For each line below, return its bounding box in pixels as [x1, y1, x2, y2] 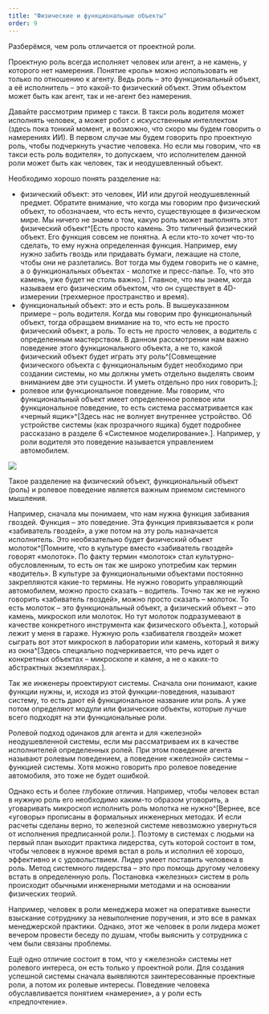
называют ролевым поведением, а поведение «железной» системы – [8, 753, 249, 763]
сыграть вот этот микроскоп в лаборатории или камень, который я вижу [8, 637, 259, 647]
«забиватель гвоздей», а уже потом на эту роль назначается [8, 526, 218, 536]
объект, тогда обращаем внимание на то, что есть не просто [19, 317, 230, 326]
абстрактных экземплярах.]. [8, 663, 107, 672]
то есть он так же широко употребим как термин [67, 560, 237, 569]
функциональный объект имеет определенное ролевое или [19, 394, 226, 404]
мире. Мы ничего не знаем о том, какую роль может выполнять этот [19, 215, 258, 224]
